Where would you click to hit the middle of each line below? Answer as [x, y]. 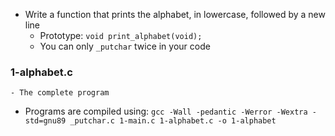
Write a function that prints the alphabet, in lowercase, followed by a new [175, 14]
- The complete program [60, 93]
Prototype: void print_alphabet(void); [121, 35]
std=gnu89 [45, 121]
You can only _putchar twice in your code [125, 46]
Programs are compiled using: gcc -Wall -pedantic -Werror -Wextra [166, 111]
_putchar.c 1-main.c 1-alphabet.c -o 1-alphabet [173, 121]
